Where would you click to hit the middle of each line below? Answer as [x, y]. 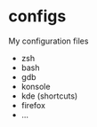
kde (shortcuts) [49, 96]
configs [37, 16]
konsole [36, 86]
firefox [33, 105]
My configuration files [48, 41]
